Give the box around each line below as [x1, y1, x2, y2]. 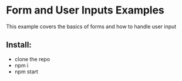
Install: [6, 40, 32, 50]
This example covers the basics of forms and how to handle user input [6, 23, 177, 30]
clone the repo [14, 55, 50, 62]
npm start [14, 68, 38, 75]
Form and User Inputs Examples [6, 4, 164, 17]
